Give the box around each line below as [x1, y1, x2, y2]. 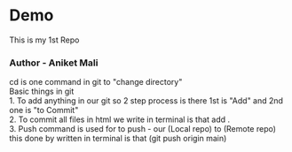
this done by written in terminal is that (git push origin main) [9, 133, 227, 144]
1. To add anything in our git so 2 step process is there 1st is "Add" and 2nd [9, 95, 284, 106]
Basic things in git [9, 86, 75, 97]
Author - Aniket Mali [9, 57, 99, 69]
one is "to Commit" [9, 105, 79, 116]
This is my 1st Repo [9, 34, 80, 45]
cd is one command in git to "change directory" [9, 77, 183, 87]
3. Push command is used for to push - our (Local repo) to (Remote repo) [9, 124, 277, 134]
